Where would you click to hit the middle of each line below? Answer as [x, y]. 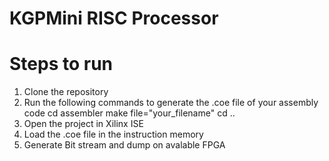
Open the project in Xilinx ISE [83, 124]
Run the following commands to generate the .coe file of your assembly [171, 103]
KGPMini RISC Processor [114, 18]
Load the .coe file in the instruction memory [113, 134]
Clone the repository [66, 92]
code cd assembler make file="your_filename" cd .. [129, 113]
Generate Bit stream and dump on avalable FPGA [124, 145]
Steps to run [61, 64]
